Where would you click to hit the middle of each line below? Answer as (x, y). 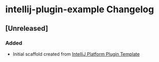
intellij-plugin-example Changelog (80, 9)
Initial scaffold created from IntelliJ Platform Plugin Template (76, 54)
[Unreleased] (27, 28)
